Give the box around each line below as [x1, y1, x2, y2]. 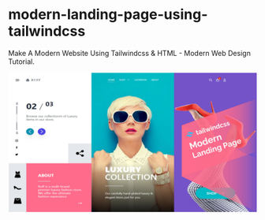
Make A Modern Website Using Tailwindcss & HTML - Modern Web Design [8, 48, 251, 58]
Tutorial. [8, 57, 35, 66]
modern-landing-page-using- [8, 6, 208, 24]
